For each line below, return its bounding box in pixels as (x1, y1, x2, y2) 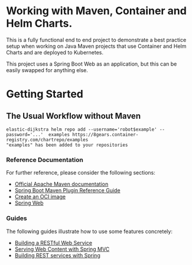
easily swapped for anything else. (6, 66, 89, 73)
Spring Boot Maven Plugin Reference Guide (14, 187, 121, 194)
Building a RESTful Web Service (14, 239, 93, 246)
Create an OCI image (14, 193, 66, 201)
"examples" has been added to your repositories (6, 142, 128, 148)
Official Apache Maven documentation (14, 180, 109, 188)
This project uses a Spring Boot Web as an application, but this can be (6, 60, 177, 67)
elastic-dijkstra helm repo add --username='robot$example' (6, 126, 158, 132)
